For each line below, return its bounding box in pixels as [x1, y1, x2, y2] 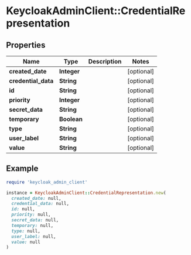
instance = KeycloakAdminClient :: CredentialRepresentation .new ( [6, 190, 166, 196]
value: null [11, 239, 41, 245]
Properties [6, 40, 46, 50]
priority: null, [11, 212, 51, 218]
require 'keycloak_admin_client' [6, 179, 88, 185]
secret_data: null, [11, 217, 59, 223]
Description [88, 58, 122, 65]
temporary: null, [11, 222, 54, 229]
